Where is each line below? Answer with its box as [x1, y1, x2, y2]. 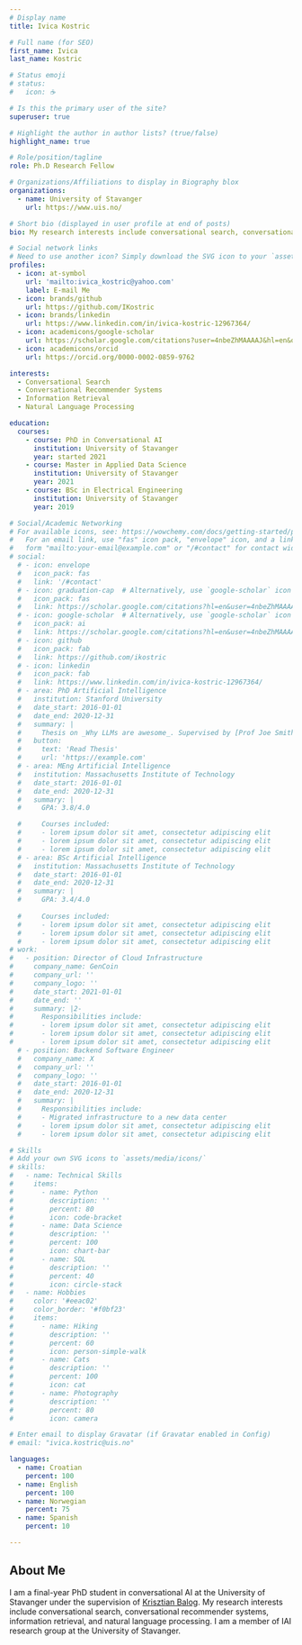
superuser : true [9, 112, 70, 122]
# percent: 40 [9, 1271, 94, 1280]
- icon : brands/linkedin [17, 311, 111, 320]
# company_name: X [17, 1054, 94, 1063]
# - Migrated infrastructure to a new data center [17, 1113, 227, 1122]
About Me [9, 1563, 66, 1578]
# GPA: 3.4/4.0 [17, 895, 91, 904]
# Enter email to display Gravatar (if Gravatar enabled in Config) [9, 1430, 271, 1440]
